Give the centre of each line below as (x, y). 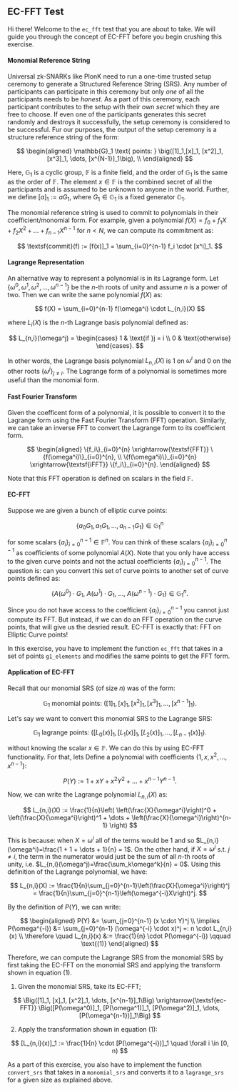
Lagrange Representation (46, 262)
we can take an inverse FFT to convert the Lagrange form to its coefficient (117, 427)
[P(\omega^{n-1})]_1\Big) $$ (120, 1016)
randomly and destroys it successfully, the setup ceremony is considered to (119, 122)
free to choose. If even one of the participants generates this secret (107, 114)
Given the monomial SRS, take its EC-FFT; (79, 987)
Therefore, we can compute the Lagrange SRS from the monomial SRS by (115, 957)
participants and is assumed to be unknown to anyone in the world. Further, (118, 189)
